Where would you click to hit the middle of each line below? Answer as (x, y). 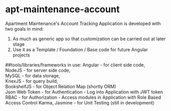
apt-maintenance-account (63, 9)
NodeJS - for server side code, (38, 70)
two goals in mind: (25, 29)
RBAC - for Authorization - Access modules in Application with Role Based (83, 97)
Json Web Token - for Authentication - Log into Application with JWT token (84, 92)
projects (21, 55)
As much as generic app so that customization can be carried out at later (89, 39)
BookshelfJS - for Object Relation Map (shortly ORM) (61, 86)
